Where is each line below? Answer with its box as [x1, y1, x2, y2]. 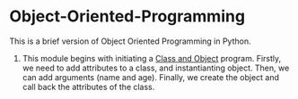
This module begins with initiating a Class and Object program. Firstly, [22, 53, 282, 63]
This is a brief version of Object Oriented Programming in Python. [9, 36, 251, 46]
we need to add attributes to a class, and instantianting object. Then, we [22, 62, 290, 73]
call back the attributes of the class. [22, 81, 155, 92]
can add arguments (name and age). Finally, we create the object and [22, 71, 280, 82]
